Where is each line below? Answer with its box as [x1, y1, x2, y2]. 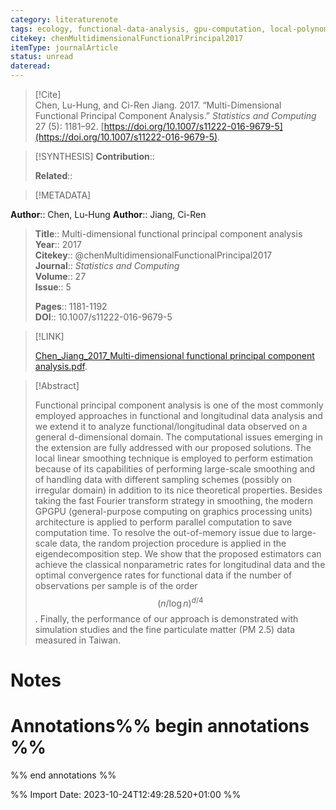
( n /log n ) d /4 [157, 596, 204, 609]
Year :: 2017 [34, 239, 82, 250]
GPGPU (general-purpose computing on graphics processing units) [34, 506, 313, 517]
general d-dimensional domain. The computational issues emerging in [34, 431, 323, 443]
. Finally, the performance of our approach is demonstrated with [34, 612, 299, 625]
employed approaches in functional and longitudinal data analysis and [34, 410, 323, 421]
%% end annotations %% [10, 769, 117, 781]
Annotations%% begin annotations [10, 715, 310, 738]
